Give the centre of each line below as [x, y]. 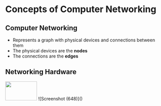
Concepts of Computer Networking [81, 9]
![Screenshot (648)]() [60, 98]
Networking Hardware [41, 72]
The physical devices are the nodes [50, 51]
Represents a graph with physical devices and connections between [84, 40]
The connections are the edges [45, 56]
